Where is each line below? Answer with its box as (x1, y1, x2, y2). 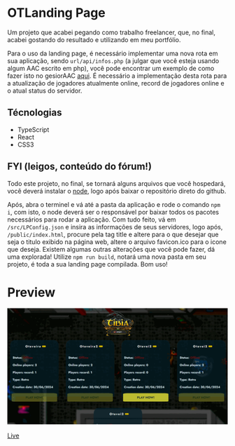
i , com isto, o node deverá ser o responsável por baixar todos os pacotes (7, 208, 219, 216)
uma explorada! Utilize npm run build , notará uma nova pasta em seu (7, 252, 206, 261)
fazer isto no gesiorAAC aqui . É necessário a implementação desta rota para (7, 72, 227, 80)
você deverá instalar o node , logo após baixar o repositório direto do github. (7, 187, 227, 195)
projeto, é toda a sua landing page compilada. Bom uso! (7, 259, 168, 268)
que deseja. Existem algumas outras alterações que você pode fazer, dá (7, 245, 215, 253)
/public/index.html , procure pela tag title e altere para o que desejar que (7, 230, 219, 238)
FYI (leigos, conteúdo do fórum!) (7, 161, 152, 173)
